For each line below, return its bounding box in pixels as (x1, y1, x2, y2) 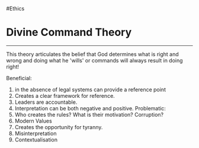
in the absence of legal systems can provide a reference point (14, 85, 166, 93)
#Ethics (6, 5, 25, 12)
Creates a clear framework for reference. (14, 92, 115, 99)
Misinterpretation (14, 130, 57, 137)
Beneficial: (6, 74, 33, 81)
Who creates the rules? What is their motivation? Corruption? (14, 111, 164, 118)
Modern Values (14, 117, 52, 124)
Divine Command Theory (6, 26, 132, 39)
